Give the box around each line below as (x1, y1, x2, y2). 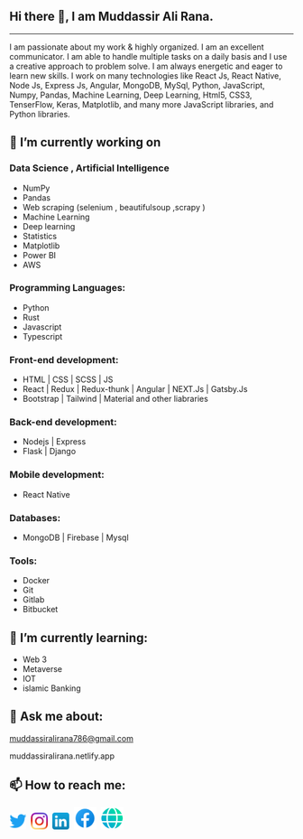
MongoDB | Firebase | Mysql (22, 532, 129, 543)
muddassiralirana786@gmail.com (9, 732, 133, 743)
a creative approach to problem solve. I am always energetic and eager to (9, 61, 283, 71)
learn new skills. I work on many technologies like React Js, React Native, (9, 70, 281, 81)
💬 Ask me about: (9, 709, 104, 724)
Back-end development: (9, 416, 117, 429)
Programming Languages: (9, 282, 126, 294)
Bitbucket (22, 604, 59, 615)
